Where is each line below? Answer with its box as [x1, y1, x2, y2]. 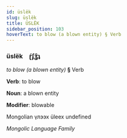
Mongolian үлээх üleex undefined [6, 113, 92, 120]
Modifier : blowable [6, 102, 55, 109]
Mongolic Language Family [6, 125, 75, 133]
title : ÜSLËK [6, 20, 40, 26]
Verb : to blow [6, 78, 41, 85]
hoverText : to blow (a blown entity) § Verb [6, 32, 122, 38]
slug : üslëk [6, 15, 37, 21]
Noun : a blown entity [6, 89, 59, 97]
